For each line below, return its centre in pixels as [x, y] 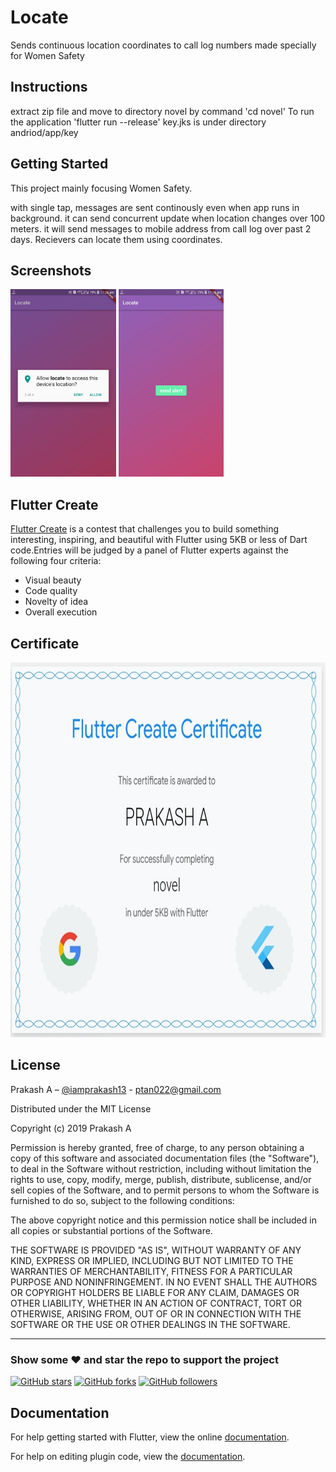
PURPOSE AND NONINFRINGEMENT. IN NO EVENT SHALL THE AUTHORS [164, 1282]
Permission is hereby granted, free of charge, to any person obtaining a [157, 1147]
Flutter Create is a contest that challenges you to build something [145, 529]
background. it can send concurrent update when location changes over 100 [168, 218]
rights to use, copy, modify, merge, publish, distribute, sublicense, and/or [161, 1179]
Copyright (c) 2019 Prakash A [71, 1128]
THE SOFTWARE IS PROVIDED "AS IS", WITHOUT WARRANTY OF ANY [156, 1250]
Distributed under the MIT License [81, 1108]
